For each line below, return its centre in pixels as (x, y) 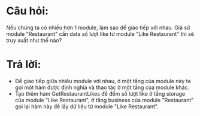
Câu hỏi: (28, 11)
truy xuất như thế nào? (34, 40)
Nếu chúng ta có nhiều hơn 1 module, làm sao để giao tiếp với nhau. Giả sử (98, 28)
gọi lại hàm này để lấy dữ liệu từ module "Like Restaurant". (87, 106)
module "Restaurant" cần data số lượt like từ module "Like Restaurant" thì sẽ (100, 33)
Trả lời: (24, 65)
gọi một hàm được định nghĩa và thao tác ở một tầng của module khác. (102, 87)
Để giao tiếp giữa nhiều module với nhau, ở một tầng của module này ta (103, 81)
